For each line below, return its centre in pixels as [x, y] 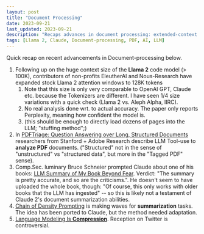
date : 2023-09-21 [28, 23]
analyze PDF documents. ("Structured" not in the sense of [89, 148]
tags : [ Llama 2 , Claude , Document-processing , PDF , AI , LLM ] [86, 40]
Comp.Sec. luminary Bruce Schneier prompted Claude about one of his [104, 167]
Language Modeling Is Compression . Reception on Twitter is [91, 219]
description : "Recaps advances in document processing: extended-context [102, 35]
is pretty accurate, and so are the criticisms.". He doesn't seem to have [104, 180]
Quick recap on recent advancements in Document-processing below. [94, 58]
